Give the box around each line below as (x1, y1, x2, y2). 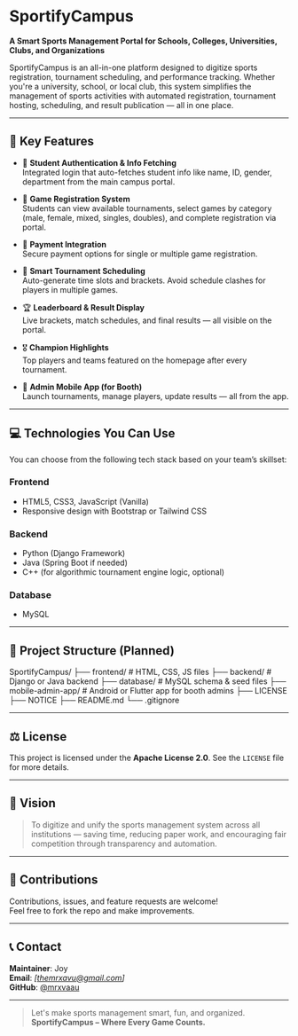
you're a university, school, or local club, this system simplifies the (9, 81, 252, 91)
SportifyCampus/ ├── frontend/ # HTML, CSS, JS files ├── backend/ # (9, 667, 272, 678)
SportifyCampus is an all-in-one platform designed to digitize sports (9, 62, 258, 73)
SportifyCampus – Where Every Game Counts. (30, 1016, 206, 1027)
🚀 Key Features (9, 134, 95, 149)
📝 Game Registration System (21, 193, 130, 204)
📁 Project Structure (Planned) (9, 643, 175, 658)
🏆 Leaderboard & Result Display (21, 302, 145, 312)
